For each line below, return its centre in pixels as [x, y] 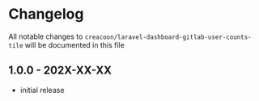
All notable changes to [46, 36]
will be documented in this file [75, 44]
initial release [42, 90]
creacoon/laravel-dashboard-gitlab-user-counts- [168, 37]
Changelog [46, 14]
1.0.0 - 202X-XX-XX [60, 71]
